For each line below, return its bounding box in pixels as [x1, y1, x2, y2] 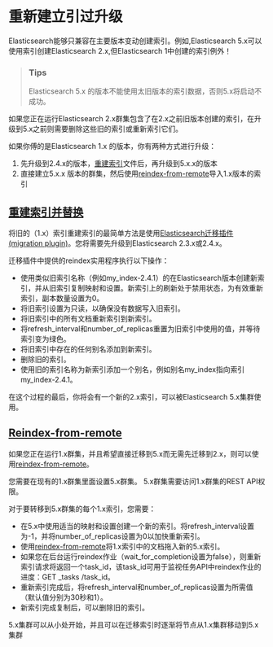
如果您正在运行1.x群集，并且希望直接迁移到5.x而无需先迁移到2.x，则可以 [8, 448, 253, 458]
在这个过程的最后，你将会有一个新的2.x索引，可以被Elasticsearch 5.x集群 [8, 392, 254, 402]
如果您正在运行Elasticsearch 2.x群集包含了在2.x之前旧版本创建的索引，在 [8, 114, 255, 124]
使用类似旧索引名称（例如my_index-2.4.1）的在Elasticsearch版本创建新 [20, 273, 258, 283]
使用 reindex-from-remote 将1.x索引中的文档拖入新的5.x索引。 [20, 541, 225, 551]
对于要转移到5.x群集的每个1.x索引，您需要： [8, 504, 156, 514]
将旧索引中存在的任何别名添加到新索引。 [20, 344, 156, 354]
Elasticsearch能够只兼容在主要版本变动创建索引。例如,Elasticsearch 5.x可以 [8, 36, 262, 46]
